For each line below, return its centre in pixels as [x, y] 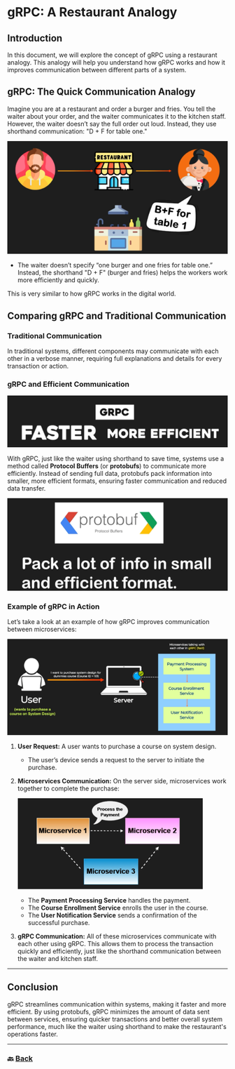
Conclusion [33, 987]
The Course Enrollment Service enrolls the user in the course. [118, 908]
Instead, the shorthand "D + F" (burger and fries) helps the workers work [122, 273]
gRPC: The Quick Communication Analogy [101, 92]
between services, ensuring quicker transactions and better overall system [115, 1019]
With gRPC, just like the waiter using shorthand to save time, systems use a [116, 459]
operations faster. [33, 1034]
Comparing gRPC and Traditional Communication [117, 316]
